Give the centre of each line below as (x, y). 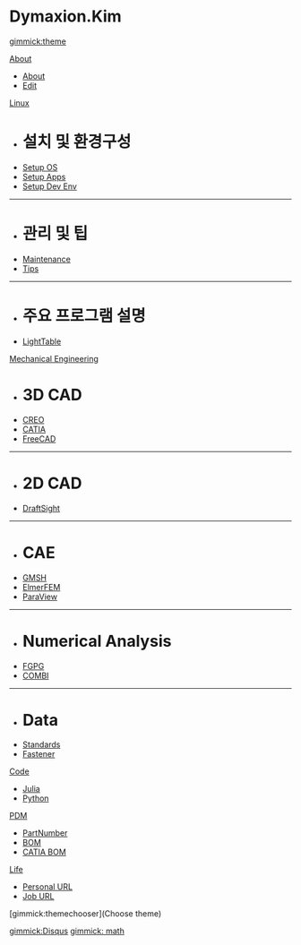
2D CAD (52, 483)
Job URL (39, 897)
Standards (41, 744)
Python (35, 798)
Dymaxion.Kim (66, 17)
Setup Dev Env (50, 186)
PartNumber (45, 833)
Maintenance (47, 259)
